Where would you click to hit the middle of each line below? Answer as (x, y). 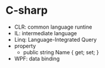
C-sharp (27, 10)
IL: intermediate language (45, 33)
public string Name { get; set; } (61, 52)
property (25, 46)
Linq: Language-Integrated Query (55, 39)
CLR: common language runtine (53, 27)
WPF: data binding (37, 58)
